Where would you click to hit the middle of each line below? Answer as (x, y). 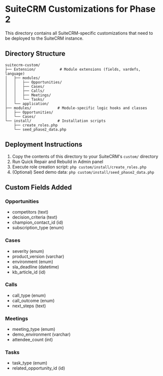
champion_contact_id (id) (38, 222)
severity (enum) (28, 251)
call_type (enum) (29, 295)
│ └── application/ (27, 104)
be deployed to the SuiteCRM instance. (44, 38)
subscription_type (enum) (38, 228)
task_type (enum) (30, 363)
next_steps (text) (29, 306)
